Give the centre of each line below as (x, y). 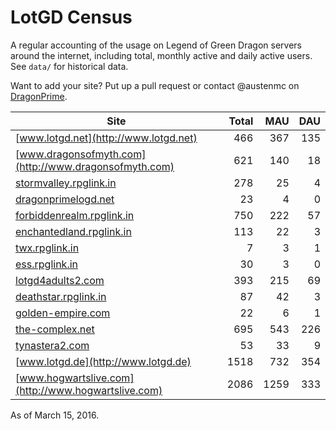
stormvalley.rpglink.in (66, 183)
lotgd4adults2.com (60, 280)
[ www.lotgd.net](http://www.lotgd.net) (106, 138)
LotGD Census (71, 17)
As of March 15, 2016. (55, 415)
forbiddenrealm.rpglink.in (75, 215)
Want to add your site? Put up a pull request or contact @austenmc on (155, 85)
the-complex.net (55, 329)
